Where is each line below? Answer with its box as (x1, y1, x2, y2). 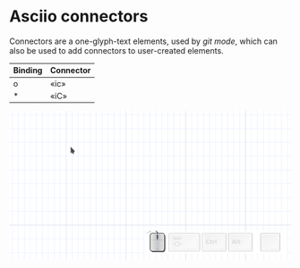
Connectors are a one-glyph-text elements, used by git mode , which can (9, 36, 278, 46)
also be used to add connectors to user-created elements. (9, 45, 224, 55)
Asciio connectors (9, 6, 149, 27)
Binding (13, 65, 43, 76)
